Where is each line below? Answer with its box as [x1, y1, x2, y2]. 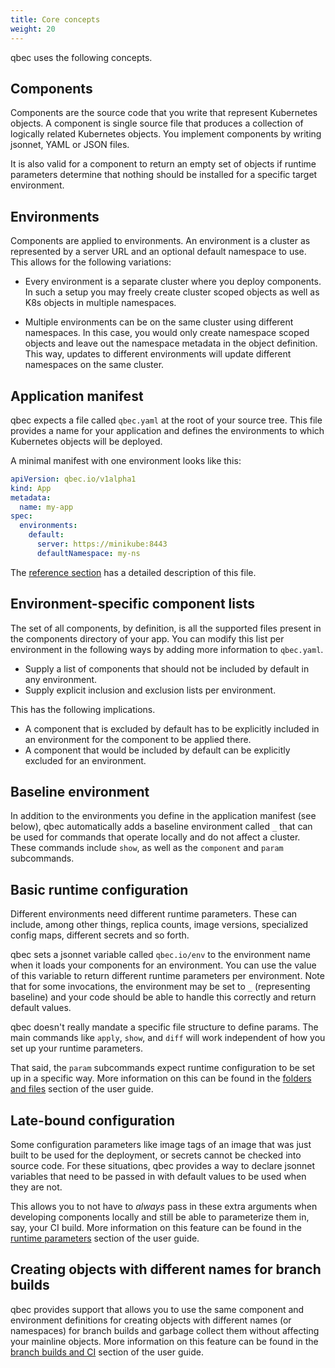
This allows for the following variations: [10, 256, 172, 268]
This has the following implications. [10, 703, 156, 715]
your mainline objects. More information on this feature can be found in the [10, 1335, 319, 1347]
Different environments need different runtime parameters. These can [10, 908, 298, 920]
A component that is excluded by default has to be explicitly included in [24, 722, 320, 735]
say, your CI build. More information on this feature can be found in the [10, 1222, 302, 1234]
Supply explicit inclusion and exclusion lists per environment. [24, 684, 277, 696]
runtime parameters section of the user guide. [10, 1232, 200, 1245]
